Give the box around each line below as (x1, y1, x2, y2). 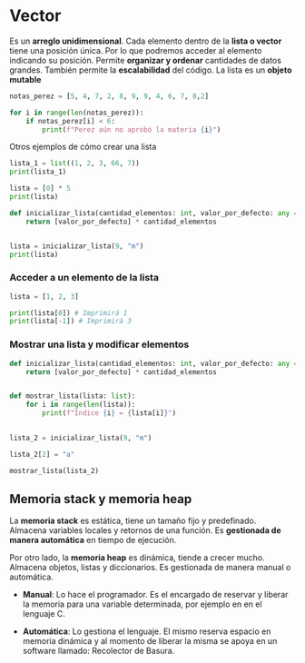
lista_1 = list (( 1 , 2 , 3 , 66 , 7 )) (9, 159, 141, 168)
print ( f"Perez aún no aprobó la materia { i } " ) (42, 124, 221, 134)
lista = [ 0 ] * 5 (9, 183, 71, 193)
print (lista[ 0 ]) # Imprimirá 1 (9, 308, 128, 318)
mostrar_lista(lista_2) (9, 466, 100, 475)
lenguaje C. (22, 609, 66, 619)
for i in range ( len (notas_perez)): (9, 108, 144, 117)
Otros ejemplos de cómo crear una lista (9, 142, 157, 153)
